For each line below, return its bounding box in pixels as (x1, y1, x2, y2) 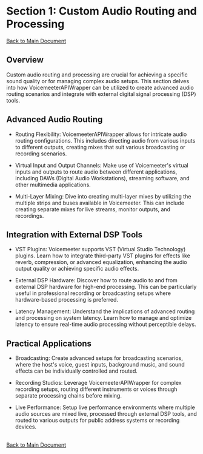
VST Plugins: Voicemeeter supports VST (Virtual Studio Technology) (15, 246, 186, 253)
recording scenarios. (15, 150, 67, 157)
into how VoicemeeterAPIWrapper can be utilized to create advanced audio (6, 84, 194, 91)
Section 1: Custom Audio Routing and (6, 4, 197, 18)
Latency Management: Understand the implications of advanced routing (15, 308, 195, 315)
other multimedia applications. (15, 181, 91, 188)
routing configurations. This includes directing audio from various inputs (15, 137, 196, 144)
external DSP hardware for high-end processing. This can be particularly (15, 283, 197, 291)
